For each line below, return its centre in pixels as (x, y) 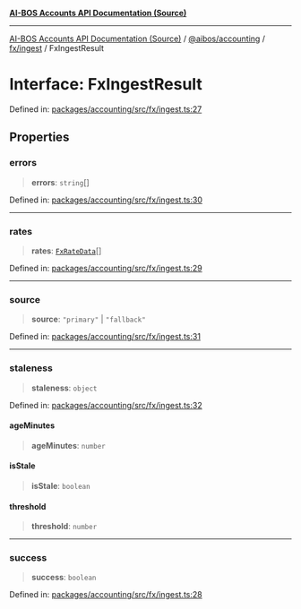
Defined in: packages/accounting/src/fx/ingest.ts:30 (106, 200)
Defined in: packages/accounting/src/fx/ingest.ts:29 (106, 268)
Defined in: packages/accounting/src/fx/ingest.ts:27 (106, 109)
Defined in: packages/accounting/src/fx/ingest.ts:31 (105, 337)
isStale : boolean (61, 485)
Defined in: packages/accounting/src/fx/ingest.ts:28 (106, 595)
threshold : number (64, 527)
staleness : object (64, 388)
